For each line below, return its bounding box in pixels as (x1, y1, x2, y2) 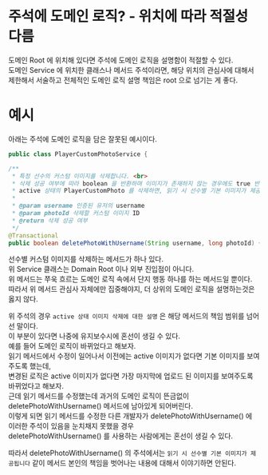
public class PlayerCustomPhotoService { (8, 150, 148, 158)
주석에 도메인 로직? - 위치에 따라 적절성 (8, 7, 249, 26)
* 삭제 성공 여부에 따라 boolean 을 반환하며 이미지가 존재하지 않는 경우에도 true (11, 179, 251, 188)
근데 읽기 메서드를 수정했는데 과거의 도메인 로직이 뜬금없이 (8, 391, 190, 401)
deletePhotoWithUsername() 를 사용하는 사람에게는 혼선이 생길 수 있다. (8, 431, 234, 441)
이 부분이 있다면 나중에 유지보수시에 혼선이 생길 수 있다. (8, 331, 181, 341)
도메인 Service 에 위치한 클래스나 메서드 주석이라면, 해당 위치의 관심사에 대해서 (8, 65, 254, 74)
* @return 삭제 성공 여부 (11, 217, 88, 225)
